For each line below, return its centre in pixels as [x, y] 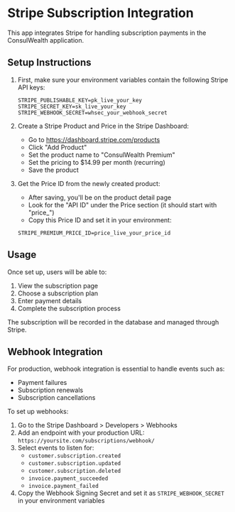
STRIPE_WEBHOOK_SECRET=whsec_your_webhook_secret [93, 113]
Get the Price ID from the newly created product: [89, 183]
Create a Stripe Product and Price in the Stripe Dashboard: [103, 126]
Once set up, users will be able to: [57, 272]
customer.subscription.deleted [75, 471]
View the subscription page [58, 285]
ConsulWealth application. [46, 40]
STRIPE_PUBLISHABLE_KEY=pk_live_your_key [80, 100]
